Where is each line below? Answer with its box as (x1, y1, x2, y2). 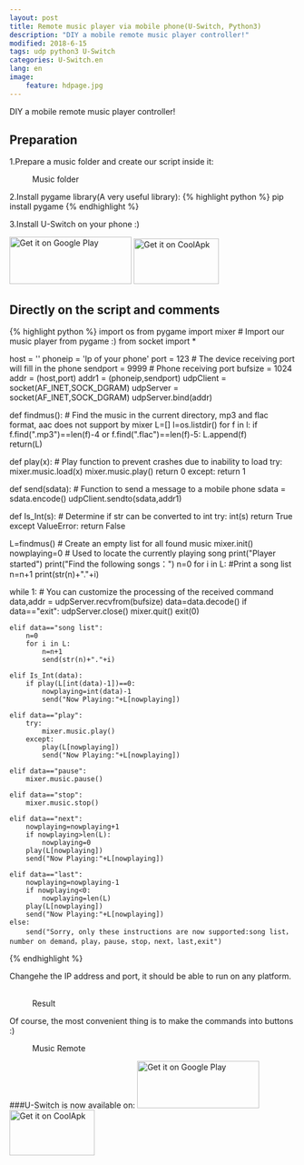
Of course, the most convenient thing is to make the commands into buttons (9, 1016, 294, 1027)
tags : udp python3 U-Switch (9, 47, 116, 56)
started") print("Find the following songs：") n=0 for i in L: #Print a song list (9, 558, 292, 569)
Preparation (9, 133, 78, 148)
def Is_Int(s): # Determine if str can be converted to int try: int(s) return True (9, 511, 293, 522)
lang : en (9, 65, 43, 74)
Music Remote (32, 1043, 86, 1054)
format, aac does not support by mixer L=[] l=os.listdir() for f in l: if (9, 419, 259, 430)
